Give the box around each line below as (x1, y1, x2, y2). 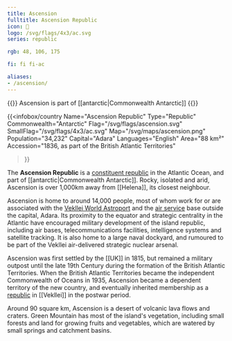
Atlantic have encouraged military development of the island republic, (7, 219, 206, 227)
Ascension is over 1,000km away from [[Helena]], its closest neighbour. (7, 183, 211, 191)
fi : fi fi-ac (7, 61, 45, 68)
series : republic (7, 36, 57, 43)
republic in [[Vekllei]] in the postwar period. (7, 291, 132, 299)
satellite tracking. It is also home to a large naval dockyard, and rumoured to (7, 233, 224, 241)
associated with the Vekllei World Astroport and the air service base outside (7, 203, 224, 212)
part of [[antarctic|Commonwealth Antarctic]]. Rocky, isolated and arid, (7, 176, 210, 184)
